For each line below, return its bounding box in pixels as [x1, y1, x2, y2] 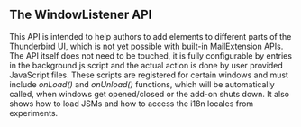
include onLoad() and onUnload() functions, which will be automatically [9, 78, 275, 89]
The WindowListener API [9, 7, 152, 23]
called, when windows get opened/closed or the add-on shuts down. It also [9, 88, 290, 99]
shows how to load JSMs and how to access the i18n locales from [9, 98, 254, 109]
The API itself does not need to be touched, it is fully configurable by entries [9, 50, 293, 61]
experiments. [9, 107, 59, 118]
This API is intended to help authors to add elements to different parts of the [9, 31, 292, 41]
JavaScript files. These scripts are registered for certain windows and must [9, 69, 288, 80]
